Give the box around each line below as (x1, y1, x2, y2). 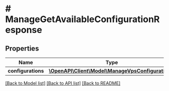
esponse (5, 24, 42, 35)
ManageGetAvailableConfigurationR (5, 13, 160, 25)
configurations (8, 67, 44, 74)
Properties (5, 44, 39, 52)
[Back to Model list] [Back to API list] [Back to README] (5, 80, 121, 86)
